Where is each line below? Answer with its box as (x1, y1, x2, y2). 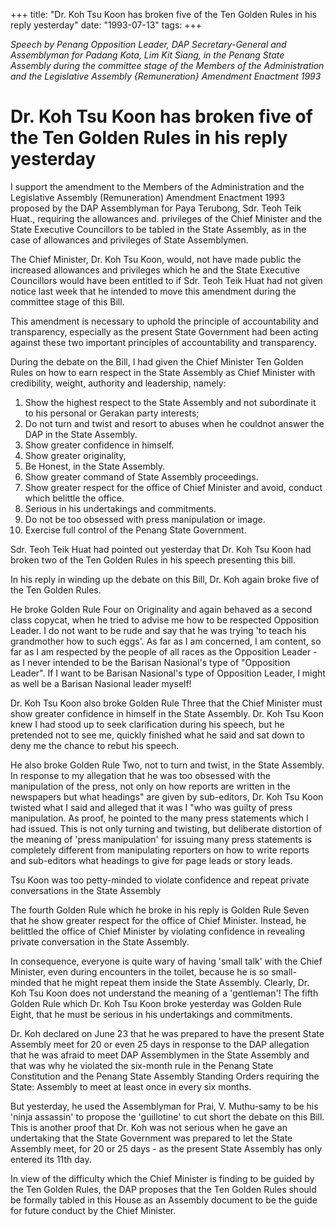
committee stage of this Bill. (10, 295, 125, 308)
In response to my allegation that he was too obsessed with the (10, 769, 271, 781)
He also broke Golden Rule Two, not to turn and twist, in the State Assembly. (10, 759, 325, 771)
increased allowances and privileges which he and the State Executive (10, 264, 300, 276)
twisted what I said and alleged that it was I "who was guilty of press (10, 801, 293, 813)
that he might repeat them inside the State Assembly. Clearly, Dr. (43, 976, 310, 988)
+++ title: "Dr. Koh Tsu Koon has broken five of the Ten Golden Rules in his (10, 9, 317, 20)
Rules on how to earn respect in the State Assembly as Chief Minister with (10, 366, 316, 378)
